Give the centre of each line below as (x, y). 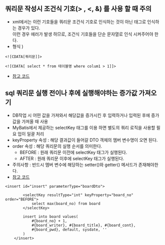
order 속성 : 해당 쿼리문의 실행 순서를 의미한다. (57, 146)
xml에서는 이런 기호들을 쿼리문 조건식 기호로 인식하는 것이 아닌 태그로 (79, 22)
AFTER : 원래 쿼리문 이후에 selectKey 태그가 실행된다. (72, 158)
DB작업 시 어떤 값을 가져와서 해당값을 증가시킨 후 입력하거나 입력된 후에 (81, 115)
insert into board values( (51, 216)
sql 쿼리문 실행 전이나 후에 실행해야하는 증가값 (71, 93)
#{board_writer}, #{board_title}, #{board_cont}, (83, 225)
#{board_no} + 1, (49, 221)
